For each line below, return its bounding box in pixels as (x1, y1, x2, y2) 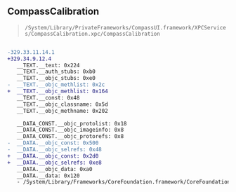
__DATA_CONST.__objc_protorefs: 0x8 (16, 133, 124, 140)
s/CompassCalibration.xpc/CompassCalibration (24, 30, 160, 37)
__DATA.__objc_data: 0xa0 (16, 165, 93, 172)
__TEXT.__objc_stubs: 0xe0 (16, 75, 96, 82)
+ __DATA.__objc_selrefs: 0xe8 (7, 159, 102, 166)
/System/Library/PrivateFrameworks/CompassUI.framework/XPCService (24, 24, 226, 31)
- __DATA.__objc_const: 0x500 (7, 139, 99, 146)
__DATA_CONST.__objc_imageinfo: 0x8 (16, 126, 124, 134)
